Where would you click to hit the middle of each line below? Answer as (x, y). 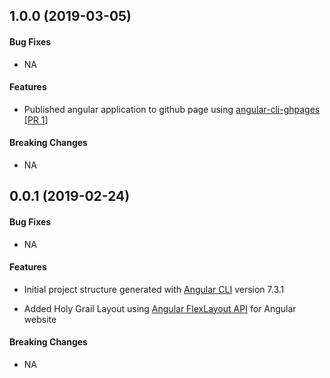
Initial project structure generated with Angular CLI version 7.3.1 (154, 289)
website (40, 319)
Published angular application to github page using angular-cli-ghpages (172, 109)
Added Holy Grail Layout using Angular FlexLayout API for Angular (160, 308)
